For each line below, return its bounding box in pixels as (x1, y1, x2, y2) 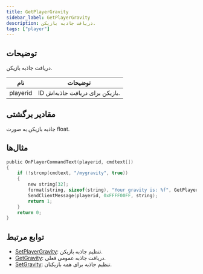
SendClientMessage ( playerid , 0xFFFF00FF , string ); (28, 192, 158, 198)
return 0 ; (17, 209, 42, 215)
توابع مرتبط (6, 232, 44, 242)
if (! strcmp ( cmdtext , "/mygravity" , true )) (17, 170, 129, 176)
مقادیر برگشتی (6, 109, 56, 120)
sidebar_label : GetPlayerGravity (6, 15, 91, 21)
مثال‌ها (6, 143, 28, 153)
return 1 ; (28, 198, 53, 204)
